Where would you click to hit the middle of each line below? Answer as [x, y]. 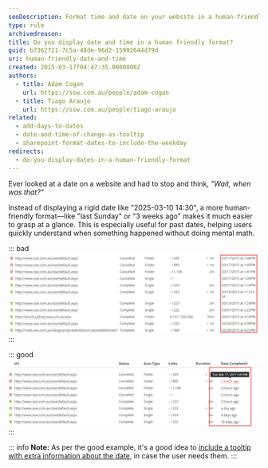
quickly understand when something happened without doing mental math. [132, 233]
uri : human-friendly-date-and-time [67, 59]
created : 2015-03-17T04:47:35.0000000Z [75, 68]
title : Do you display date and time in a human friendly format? [121, 42]
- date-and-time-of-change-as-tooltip [80, 135]
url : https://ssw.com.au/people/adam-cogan [96, 92]
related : [23, 118]
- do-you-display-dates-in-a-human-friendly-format [103, 159]
